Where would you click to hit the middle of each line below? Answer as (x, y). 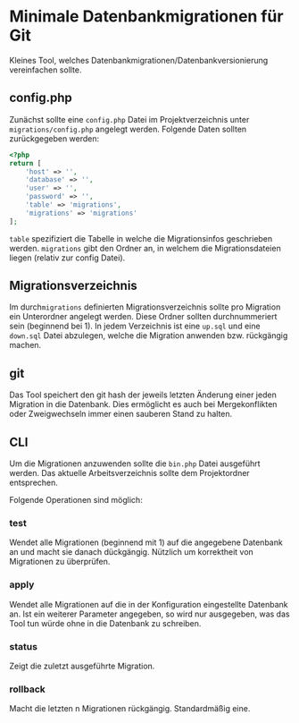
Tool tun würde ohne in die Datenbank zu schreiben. (105, 623)
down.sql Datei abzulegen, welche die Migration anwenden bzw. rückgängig (149, 336)
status (24, 646)
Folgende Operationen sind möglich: (76, 500)
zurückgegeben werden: (54, 138)
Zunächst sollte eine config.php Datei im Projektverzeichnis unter (129, 119)
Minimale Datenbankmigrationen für (146, 17)
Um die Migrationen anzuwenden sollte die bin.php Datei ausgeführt (135, 464)
